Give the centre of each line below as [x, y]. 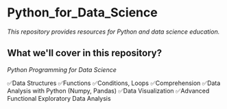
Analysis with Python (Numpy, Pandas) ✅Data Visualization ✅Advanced [108, 90]
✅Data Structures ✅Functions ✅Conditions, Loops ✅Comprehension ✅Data [114, 83]
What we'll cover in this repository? [85, 53]
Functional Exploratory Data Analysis [59, 98]
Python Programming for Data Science [62, 69]
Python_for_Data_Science [82, 13]
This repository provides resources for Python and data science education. [113, 32]
